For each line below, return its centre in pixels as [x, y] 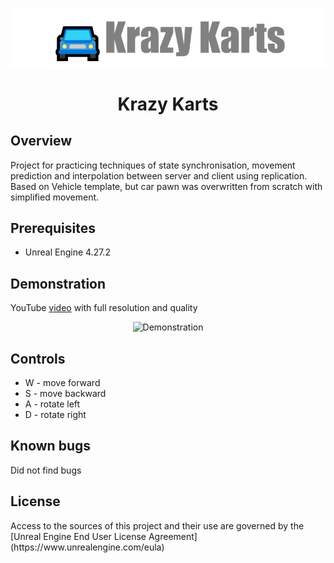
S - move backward [65, 393]
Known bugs [51, 446]
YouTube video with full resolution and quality [104, 308]
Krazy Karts [168, 104]
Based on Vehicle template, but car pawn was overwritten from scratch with [166, 186]
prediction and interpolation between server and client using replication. [159, 175]
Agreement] [173, 536]
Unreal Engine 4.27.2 [67, 252]
